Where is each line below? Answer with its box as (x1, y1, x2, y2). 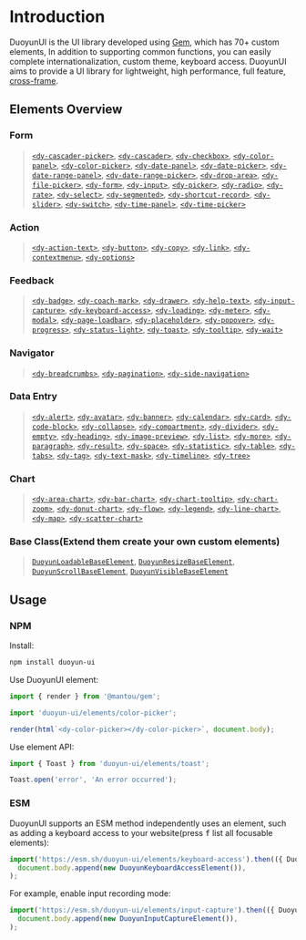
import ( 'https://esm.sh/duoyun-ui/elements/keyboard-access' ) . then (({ (9, 854, 283, 863)
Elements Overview (9, 102, 123, 118)
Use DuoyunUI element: (9, 674, 98, 685)
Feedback (9, 274, 55, 286)
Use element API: (9, 741, 75, 752)
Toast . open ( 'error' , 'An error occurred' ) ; (9, 775, 178, 785)
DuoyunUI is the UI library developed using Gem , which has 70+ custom (9, 36, 280, 47)
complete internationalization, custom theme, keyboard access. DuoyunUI (9, 56, 287, 67)
